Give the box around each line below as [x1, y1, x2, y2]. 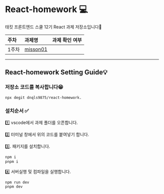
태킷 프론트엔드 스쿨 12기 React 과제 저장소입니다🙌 [5, 24, 102, 30]
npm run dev [5, 180, 29, 185]
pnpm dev [5, 184, 23, 189]
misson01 [24, 46, 48, 53]
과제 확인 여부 [52, 37, 82, 43]
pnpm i [5, 159, 19, 164]
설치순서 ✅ [5, 108, 29, 115]
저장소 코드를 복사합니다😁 [5, 84, 63, 91]
